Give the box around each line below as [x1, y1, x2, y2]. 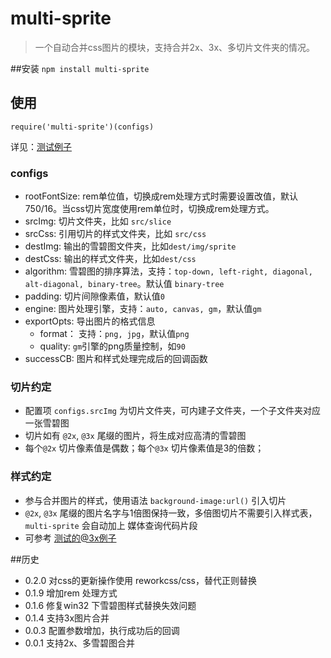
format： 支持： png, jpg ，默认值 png [39, 328, 190, 340]
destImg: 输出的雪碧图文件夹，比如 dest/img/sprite [24, 240, 237, 252]
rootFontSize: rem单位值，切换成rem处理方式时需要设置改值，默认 [24, 190, 299, 202]
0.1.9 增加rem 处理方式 [24, 587, 118, 599]
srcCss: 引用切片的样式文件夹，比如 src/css [24, 228, 207, 240]
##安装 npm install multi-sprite [10, 62, 150, 74]
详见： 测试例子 [10, 140, 72, 152]
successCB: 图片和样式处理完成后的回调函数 [24, 353, 208, 365]
